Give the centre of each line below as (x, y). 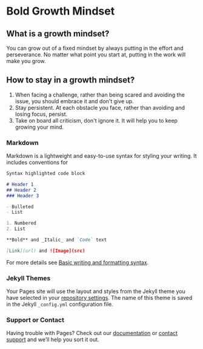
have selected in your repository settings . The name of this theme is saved (99, 298)
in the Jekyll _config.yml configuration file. (60, 304)
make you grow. (26, 61)
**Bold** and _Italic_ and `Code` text (57, 240)
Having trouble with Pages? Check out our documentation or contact (92, 333)
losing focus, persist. (41, 114)
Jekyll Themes (28, 278)
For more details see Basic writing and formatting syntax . (78, 262)
